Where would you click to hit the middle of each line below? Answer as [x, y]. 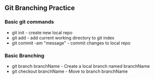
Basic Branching [25, 56]
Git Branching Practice [40, 8]
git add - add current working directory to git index [63, 38]
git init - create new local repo [42, 32]
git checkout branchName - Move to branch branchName [70, 71]
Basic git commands [29, 22]
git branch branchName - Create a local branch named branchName [81, 66]
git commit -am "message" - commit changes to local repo [71, 43]
